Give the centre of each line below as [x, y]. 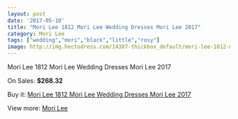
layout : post [27, 14]
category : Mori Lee [36, 34]
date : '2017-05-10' [36, 21]
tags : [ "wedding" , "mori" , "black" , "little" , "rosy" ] [84, 40]
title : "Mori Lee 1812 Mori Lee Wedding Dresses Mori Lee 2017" [104, 27]
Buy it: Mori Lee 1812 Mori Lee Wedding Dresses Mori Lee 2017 [99, 94]
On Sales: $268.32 [35, 81]
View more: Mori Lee [38, 108]
